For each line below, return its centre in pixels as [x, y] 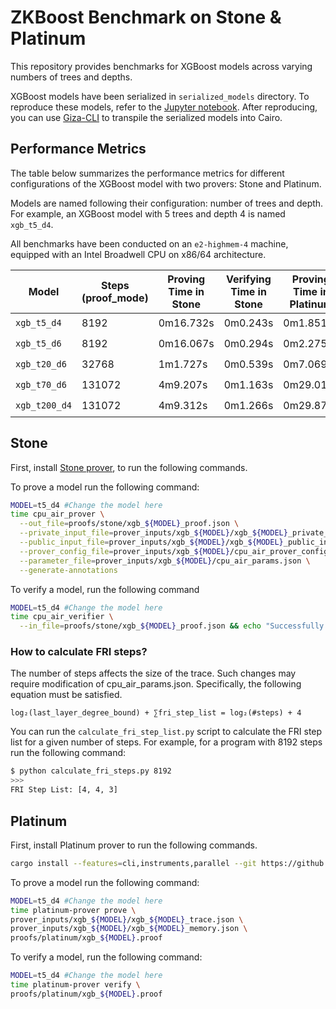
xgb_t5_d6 [38, 344]
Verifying [249, 279]
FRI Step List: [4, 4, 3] [64, 790]
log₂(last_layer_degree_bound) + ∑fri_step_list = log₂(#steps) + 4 [156, 713]
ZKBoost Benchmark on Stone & [146, 17]
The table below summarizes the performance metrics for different [147, 173]
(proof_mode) [115, 298]
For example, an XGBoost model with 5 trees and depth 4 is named [148, 213]
